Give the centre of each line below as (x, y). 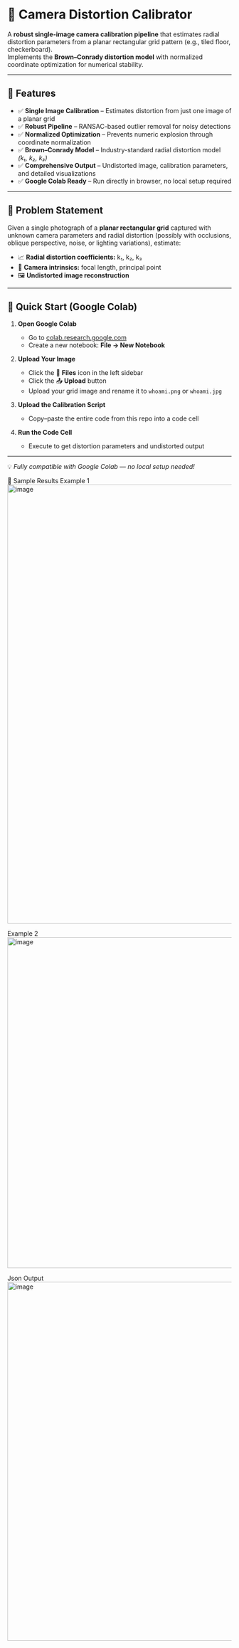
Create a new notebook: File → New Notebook (97, 345)
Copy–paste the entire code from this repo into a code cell (113, 418)
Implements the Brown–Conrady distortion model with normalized (105, 57)
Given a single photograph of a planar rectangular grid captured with (109, 228)
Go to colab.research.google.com (77, 338)
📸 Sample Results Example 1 (49, 481)
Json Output (26, 1278)
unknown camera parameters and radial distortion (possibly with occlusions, (119, 235)
